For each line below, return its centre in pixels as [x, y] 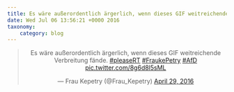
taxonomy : [22, 26]
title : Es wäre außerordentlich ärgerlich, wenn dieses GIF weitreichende [118, 14]
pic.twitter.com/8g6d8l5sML [126, 68]
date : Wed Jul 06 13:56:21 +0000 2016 [63, 20]
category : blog [42, 33]
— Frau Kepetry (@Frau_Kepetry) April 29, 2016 [126, 82]
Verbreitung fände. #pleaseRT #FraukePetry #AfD [125, 61]
